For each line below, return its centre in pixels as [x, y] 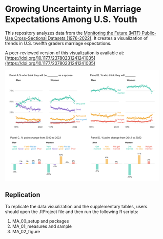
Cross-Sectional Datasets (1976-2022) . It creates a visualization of [81, 38]
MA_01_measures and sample [42, 226]
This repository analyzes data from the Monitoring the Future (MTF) [73, 33]
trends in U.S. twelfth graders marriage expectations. [58, 43]
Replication [23, 195]
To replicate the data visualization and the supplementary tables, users [76, 207]
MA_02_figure [26, 232]
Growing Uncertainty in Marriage [73, 9]
